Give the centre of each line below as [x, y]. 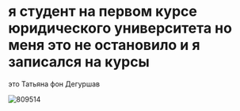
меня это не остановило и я [104, 45]
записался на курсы [79, 62]
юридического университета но [120, 28]
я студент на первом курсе [103, 11]
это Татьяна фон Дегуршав [54, 84]
